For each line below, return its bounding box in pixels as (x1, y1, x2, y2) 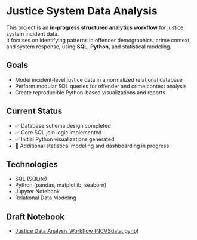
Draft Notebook (6, 211, 64, 221)
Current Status (6, 106, 63, 116)
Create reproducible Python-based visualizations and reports (14, 88, 166, 96)
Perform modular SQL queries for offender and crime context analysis (14, 82, 187, 90)
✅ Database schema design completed (14, 122, 112, 129)
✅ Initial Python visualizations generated (14, 136, 115, 143)
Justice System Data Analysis (6, 4, 158, 18)
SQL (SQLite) (14, 175, 48, 183)
